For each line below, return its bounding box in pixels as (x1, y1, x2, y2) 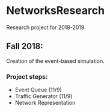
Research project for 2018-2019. (6, 24, 86, 31)
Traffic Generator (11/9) (14, 93, 73, 100)
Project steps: (6, 72, 48, 81)
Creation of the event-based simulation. (6, 57, 105, 64)
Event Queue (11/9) (14, 86, 62, 94)
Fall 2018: (6, 41, 43, 51)
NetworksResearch (6, 4, 105, 18)
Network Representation (14, 99, 76, 107)
